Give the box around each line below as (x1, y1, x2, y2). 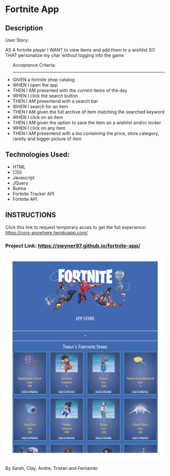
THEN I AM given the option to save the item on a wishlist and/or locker (12, 120, 161, 125)
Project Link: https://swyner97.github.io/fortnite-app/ (5, 242, 141, 249)
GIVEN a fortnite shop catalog (12, 77, 75, 82)
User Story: (5, 37, 29, 43)
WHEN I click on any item (12, 125, 66, 131)
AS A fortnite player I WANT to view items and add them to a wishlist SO (5, 47, 155, 53)
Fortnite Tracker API (12, 191, 55, 197)
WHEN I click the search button (12, 93, 78, 99)
